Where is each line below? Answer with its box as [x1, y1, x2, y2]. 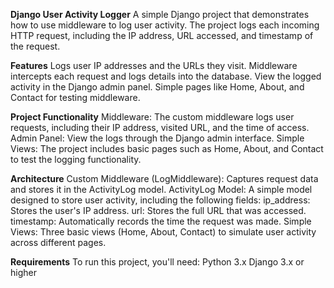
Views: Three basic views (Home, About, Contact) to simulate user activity [10, 226, 317, 238]
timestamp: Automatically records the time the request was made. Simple [10, 215, 312, 227]
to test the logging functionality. [10, 154, 142, 165]
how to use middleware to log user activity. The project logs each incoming [10, 19, 320, 31]
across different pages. [10, 237, 107, 248]
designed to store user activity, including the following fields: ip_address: [10, 194, 311, 206]
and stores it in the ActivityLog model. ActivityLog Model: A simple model [10, 184, 313, 195]
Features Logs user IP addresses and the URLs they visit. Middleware [10, 60, 298, 71]
